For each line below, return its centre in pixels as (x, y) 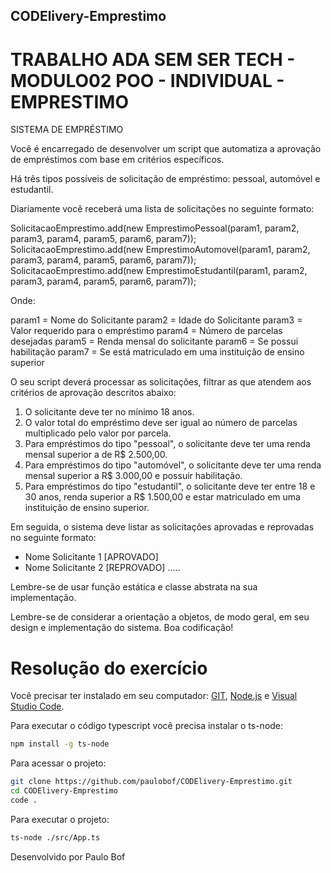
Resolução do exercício (109, 668)
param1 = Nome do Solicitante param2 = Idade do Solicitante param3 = (156, 320)
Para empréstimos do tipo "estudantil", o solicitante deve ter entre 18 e (170, 486)
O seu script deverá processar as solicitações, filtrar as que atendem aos (161, 382)
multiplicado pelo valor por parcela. (98, 433)
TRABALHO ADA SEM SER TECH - (153, 59)
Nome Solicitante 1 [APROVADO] (91, 557)
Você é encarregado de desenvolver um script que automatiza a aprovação (166, 149)
